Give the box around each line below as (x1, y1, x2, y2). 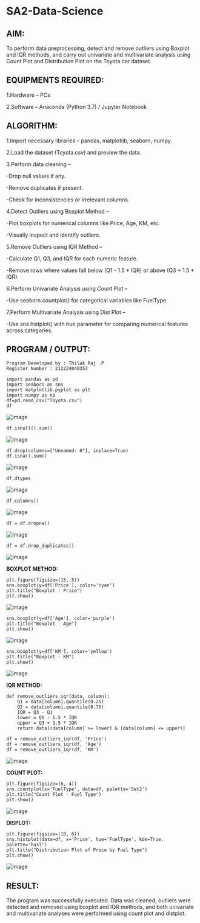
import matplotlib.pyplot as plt (6, 387, 91, 393)
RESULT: (6, 880, 39, 891)
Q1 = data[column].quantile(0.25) (17, 698, 104, 705)
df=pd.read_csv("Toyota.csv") (6, 397, 83, 404)
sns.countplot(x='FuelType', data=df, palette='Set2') (6, 786, 148, 792)
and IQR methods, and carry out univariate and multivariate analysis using (6, 51, 191, 58)
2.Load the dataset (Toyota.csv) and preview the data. (6, 148, 142, 156)
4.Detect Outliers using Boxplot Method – (6, 207, 109, 215)
